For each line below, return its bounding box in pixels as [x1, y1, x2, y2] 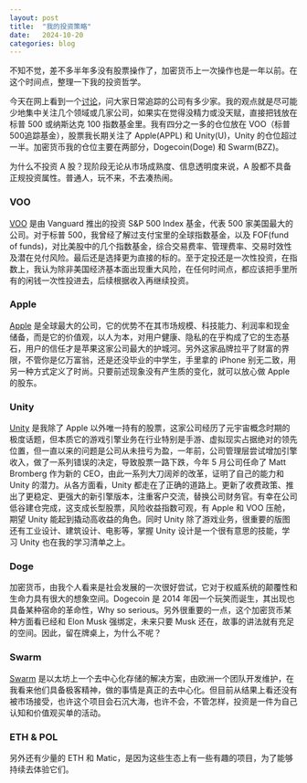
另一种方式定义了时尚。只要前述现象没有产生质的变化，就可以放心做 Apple [9, 365, 291, 376]
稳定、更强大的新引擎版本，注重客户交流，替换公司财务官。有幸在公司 [33, 491, 298, 503]
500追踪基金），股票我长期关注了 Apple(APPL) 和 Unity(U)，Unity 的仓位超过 [9, 130, 297, 142]
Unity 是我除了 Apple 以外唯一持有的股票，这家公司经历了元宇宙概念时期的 [9, 422, 291, 434]
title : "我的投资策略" [9, 22, 91, 31]
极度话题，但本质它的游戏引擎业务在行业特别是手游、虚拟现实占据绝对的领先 [9, 434, 298, 445]
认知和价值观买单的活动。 [9, 707, 106, 718]
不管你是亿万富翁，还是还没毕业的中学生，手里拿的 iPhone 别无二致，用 [25, 354, 297, 365]
